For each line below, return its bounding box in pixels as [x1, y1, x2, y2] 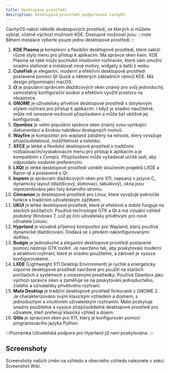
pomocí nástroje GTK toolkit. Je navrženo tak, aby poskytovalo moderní [13, 245, 161, 251]
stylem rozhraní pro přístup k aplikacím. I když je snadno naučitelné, [13, 105, 154, 112]
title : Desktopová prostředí [6, 7, 67, 13]
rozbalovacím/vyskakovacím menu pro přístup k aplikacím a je [13, 148, 142, 154]
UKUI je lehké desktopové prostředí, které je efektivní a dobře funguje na [13, 202, 164, 208]
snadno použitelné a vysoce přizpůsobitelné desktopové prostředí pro [13, 304, 158, 310]
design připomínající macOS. [13, 79, 73, 85]
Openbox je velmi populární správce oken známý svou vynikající [13, 122, 147, 128]
